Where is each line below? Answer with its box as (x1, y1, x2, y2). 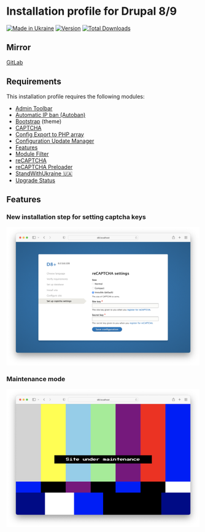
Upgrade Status (15, 177, 55, 184)
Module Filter (15, 150, 49, 158)
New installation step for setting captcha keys (6, 213, 146, 221)
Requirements (6, 77, 61, 87)
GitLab (6, 58, 23, 66)
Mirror (6, 42, 31, 53)
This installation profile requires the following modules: (6, 93, 145, 100)
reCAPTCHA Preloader (15, 163, 73, 170)
